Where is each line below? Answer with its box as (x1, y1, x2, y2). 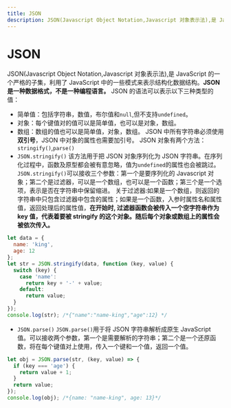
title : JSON (7, 10, 41, 17)
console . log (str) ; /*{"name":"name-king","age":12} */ (7, 312, 168, 318)
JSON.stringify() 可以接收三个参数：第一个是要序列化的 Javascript (16, 170, 206, 178)
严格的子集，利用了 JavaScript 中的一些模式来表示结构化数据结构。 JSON (12, 79, 220, 87)
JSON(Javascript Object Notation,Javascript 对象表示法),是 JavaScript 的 (7, 70, 214, 78)
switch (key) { (13, 267, 57, 274)
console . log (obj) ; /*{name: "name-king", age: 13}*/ (7, 394, 162, 402)
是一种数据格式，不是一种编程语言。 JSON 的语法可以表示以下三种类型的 (7, 87, 214, 95)
